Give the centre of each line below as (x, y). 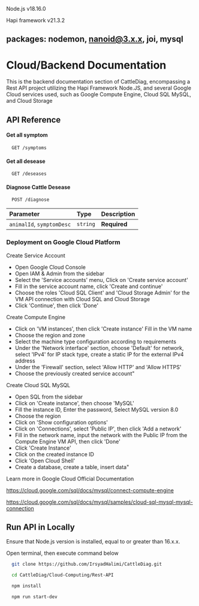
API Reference (34, 120)
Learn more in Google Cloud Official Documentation (70, 479)
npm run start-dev (35, 597)
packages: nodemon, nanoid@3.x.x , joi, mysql (95, 39)
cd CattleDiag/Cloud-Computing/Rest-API (63, 575)
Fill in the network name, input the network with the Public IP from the (101, 435)
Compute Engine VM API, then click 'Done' (68, 441)
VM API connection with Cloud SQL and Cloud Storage (82, 299)
